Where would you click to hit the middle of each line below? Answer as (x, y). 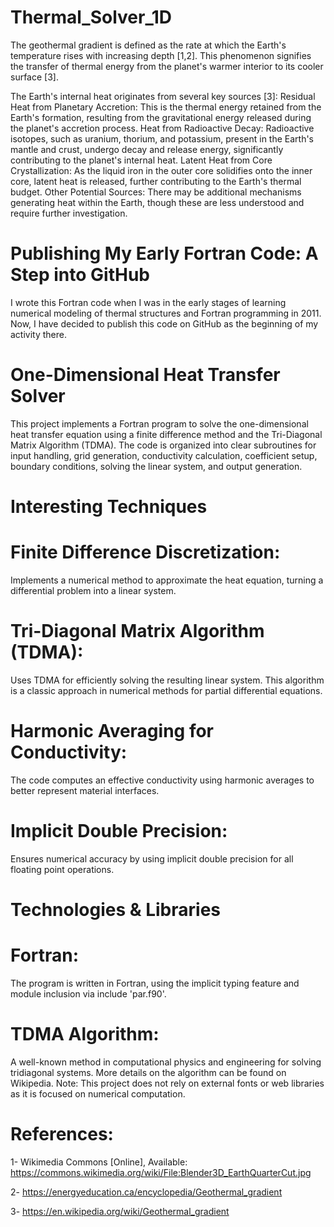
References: (62, 1134)
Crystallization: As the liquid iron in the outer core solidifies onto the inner (161, 170)
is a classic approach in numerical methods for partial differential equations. (166, 690)
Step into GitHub (80, 275)
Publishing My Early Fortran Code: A (164, 253)
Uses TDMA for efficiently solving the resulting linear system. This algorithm (167, 680)
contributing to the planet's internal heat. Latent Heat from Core (141, 160)
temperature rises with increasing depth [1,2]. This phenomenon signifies (161, 55)
